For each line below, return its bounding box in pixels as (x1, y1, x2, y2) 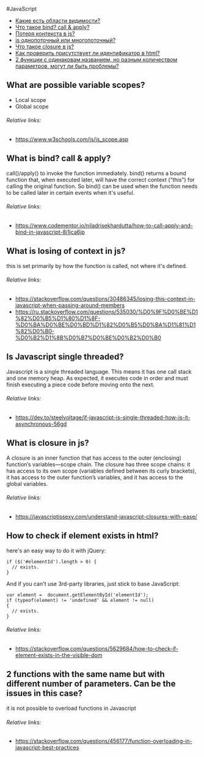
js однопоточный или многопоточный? (15, 37, 116, 43)
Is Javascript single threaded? (6, 352, 124, 362)
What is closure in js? (6, 438, 90, 448)
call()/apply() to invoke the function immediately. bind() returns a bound (6, 169, 186, 176)
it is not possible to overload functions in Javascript (6, 704, 136, 712)
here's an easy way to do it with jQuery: (6, 546, 106, 554)
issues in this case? (6, 688, 83, 698)
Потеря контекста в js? (15, 30, 75, 37)
